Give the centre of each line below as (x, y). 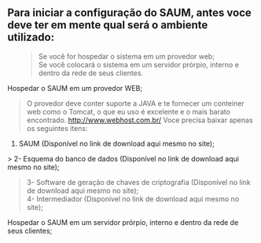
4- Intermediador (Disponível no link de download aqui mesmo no (133, 198)
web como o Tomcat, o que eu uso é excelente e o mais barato (129, 111)
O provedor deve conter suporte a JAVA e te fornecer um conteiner (135, 103)
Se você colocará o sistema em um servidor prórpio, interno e (138, 64)
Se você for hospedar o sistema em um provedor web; (127, 56)
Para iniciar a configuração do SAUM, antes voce (130, 13)
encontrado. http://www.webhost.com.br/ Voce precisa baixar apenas (140, 120)
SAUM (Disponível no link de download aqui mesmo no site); (117, 143)
